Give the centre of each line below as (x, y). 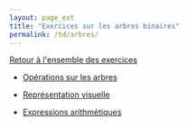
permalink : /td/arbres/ (54, 34)
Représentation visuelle (66, 94)
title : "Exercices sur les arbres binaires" (94, 26)
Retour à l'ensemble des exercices (74, 60)
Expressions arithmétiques (72, 112)
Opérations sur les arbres (70, 77)
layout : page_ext (42, 18)
